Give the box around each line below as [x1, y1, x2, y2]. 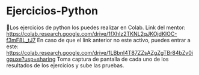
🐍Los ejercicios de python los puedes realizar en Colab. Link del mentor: [6, 24, 186, 31]
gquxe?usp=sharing [6, 55, 56, 62]
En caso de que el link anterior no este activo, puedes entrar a [37, 36, 191, 43]
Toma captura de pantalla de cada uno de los [57, 55, 169, 62]
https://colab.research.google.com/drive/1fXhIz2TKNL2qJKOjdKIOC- [6, 30, 177, 37]
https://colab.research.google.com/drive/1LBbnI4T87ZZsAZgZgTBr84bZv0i [6, 49, 194, 56]
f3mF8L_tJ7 [6, 36, 36, 43]
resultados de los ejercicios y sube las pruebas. [6, 61, 124, 69]
